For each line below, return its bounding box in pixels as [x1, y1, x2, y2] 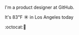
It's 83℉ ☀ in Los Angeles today [5, 14, 74, 20]
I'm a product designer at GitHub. [5, 5, 74, 10]
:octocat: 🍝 [5, 24, 26, 30]
